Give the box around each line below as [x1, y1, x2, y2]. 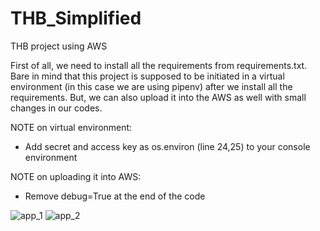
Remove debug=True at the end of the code [24, 190, 206, 202]
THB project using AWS [10, 40, 108, 52]
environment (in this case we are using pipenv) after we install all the [10, 80, 293, 92]
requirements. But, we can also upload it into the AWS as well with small [10, 91, 307, 103]
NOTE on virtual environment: [10, 121, 133, 133]
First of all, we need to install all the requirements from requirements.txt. [10, 59, 308, 71]
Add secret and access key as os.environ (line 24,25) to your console [24, 140, 311, 152]
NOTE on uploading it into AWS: [10, 170, 142, 182]
